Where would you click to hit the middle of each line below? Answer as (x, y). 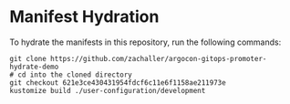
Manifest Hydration (84, 17)
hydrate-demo (34, 67)
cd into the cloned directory (75, 75)
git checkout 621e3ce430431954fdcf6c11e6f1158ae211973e (118, 83)
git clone (28, 58)
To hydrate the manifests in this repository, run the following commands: (145, 42)
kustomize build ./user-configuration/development (108, 90)
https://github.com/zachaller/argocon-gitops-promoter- (158, 58)
